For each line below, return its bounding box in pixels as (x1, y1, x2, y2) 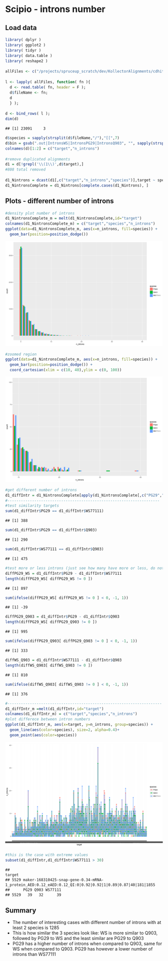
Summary (5, 906, 36, 914)
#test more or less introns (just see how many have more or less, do (5, 565, 155, 571)
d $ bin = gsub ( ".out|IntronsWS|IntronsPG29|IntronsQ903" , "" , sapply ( (5, 141, 153, 146)
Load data (5, 24, 37, 32)
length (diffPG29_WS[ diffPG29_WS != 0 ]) (5, 576, 93, 581)
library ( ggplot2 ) (5, 43, 46, 48)
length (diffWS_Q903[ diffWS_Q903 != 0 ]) (5, 663, 93, 668)
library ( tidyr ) (5, 48, 41, 53)
